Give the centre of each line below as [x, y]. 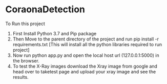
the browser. [26, 60]
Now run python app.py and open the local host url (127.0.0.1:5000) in [86, 55]
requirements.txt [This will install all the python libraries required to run [87, 44]
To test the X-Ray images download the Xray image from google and [85, 66]
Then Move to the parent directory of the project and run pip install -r [86, 39]
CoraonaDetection [45, 9]
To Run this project [25, 24]
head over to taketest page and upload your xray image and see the [84, 71]
